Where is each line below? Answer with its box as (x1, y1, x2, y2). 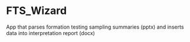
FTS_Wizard (6, 4, 67, 17)
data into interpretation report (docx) (6, 29, 96, 36)
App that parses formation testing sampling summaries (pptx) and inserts (6, 23, 184, 30)
